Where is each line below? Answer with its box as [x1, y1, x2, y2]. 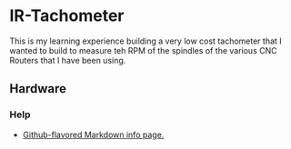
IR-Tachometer [9, 5, 125, 26]
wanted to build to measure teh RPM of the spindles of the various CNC [9, 45, 277, 55]
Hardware [9, 81, 66, 96]
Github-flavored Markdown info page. [22, 129, 165, 140]
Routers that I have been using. [9, 55, 126, 65]
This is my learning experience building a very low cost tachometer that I [9, 35, 282, 46]
